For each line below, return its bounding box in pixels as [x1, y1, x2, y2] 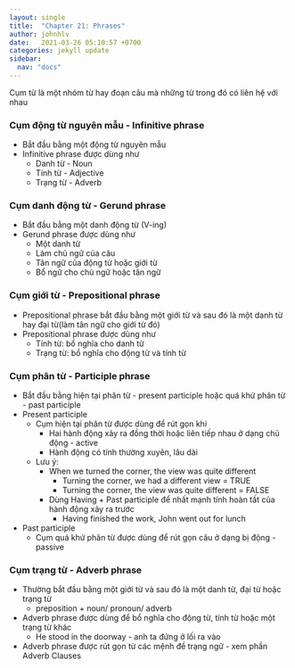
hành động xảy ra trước [48, 504, 135, 515]
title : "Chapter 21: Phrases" [9, 21, 126, 30]
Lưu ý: [35, 457, 60, 467]
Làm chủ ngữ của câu [35, 248, 116, 259]
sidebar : [9, 54, 42, 63]
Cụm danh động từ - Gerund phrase [9, 200, 167, 212]
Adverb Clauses [21, 650, 82, 661]
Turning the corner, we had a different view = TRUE [61, 475, 251, 486]
